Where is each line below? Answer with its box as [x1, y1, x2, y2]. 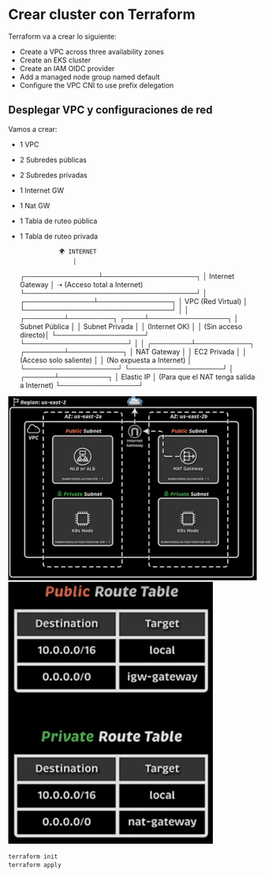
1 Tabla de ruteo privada [19, 231, 99, 241]
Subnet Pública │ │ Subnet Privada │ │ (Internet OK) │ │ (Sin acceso [19, 321, 243, 331]
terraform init [8, 853, 58, 861]
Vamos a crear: [8, 124, 58, 133]
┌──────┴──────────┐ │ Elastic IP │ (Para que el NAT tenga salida [19, 372, 256, 381]
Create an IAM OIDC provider [19, 63, 115, 73]
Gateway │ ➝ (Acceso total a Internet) [19, 279, 144, 289]
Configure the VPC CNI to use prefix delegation [19, 81, 174, 90]
